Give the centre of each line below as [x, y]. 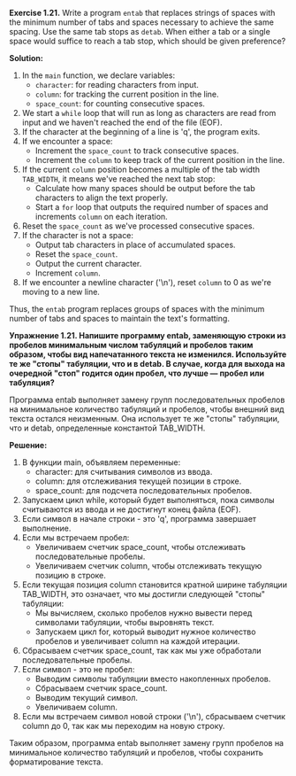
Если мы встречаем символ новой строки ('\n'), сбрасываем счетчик [153, 716]
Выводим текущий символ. [87, 698]
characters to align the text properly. [101, 198]
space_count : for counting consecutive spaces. [120, 104]
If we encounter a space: [67, 141]
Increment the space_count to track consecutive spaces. [137, 151]
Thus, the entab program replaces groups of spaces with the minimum [137, 309]
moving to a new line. [61, 292]
